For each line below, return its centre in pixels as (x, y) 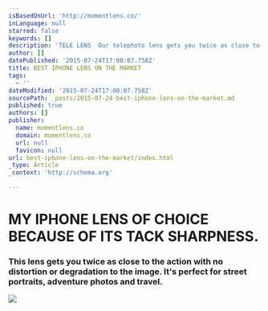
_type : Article (34, 166)
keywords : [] (30, 38)
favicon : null (39, 150)
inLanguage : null (37, 23)
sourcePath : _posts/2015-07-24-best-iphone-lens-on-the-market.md (122, 98)
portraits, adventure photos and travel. (85, 282)
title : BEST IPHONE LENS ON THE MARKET (75, 68)
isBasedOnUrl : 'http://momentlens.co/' (75, 16)
